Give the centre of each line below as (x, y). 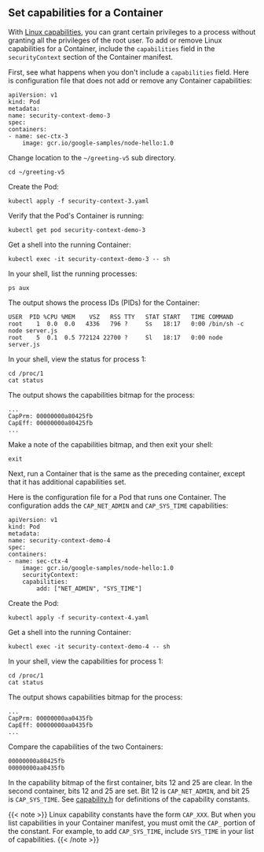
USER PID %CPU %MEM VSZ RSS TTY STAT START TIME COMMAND (121, 317)
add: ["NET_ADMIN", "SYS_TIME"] (90, 589)
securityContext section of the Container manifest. (91, 57)
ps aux (19, 288)
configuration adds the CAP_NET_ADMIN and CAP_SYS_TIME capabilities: (118, 505)
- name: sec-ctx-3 (38, 136)
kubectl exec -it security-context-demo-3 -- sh (89, 259)
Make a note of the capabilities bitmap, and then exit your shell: (111, 444)
